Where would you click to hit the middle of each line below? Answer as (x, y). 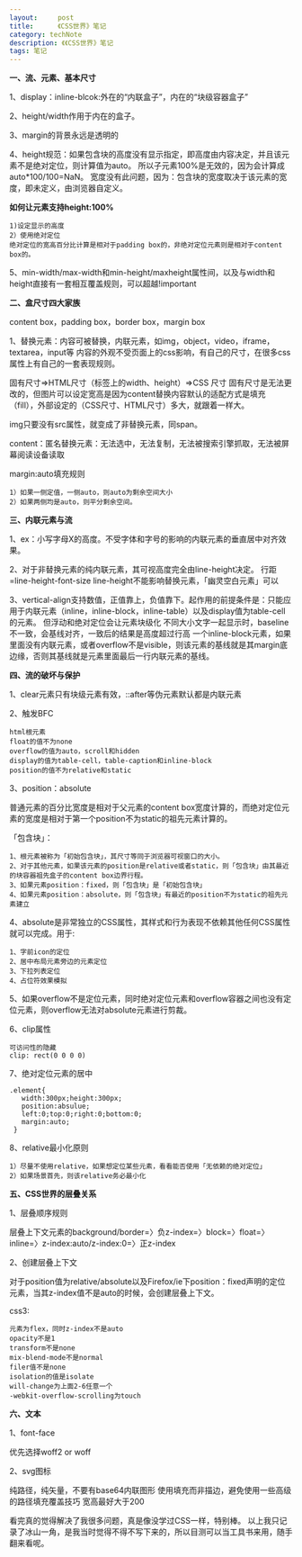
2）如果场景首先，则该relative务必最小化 (78, 1176)
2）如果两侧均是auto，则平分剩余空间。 (73, 502)
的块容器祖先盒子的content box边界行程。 (79, 876)
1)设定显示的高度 (37, 226)
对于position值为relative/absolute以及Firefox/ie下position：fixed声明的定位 (147, 1282)
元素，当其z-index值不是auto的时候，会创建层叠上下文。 (114, 1293)
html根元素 (28, 733)
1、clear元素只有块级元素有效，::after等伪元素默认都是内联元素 (126, 695)
